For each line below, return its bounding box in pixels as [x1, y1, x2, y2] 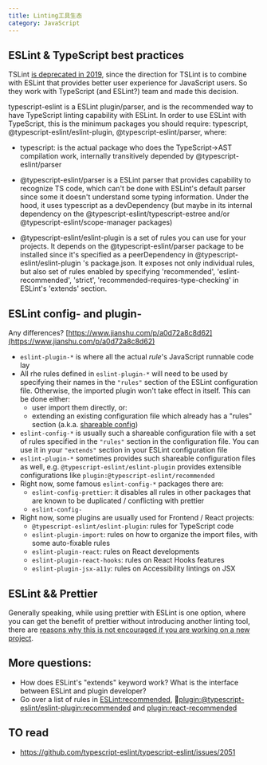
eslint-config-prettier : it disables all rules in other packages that [31, 488, 251, 497]
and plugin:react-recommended [132, 703, 238, 712]
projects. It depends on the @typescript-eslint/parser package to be [19, 241, 245, 251]
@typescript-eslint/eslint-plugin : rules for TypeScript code [31, 521, 234, 531]
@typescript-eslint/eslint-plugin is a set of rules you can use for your [19, 233, 246, 243]
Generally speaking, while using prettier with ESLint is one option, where [8, 607, 246, 618]
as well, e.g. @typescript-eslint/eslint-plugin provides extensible [19, 462, 241, 472]
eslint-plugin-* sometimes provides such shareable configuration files [19, 453, 257, 463]
